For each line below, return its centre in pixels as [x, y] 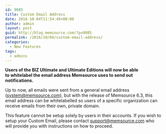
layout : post [19, 28]
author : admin [20, 24]
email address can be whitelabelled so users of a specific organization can [81, 101]
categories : [17, 42]
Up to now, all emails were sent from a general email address [67, 90]
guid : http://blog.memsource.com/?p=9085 [49, 33]
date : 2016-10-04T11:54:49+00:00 [40, 19]
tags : [11, 51]
